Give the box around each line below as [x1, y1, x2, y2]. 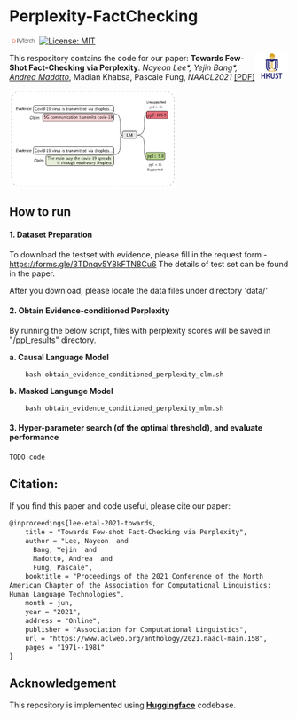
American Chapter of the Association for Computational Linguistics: [9, 581, 272, 589]
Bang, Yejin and [32, 545, 98, 554]
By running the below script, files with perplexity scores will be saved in [9, 325, 271, 336]
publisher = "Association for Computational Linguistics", [25, 625, 248, 634]
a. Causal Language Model [9, 352, 109, 362]
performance [9, 432, 59, 443]
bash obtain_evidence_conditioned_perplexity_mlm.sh [25, 404, 224, 413]
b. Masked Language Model [9, 385, 113, 396]
